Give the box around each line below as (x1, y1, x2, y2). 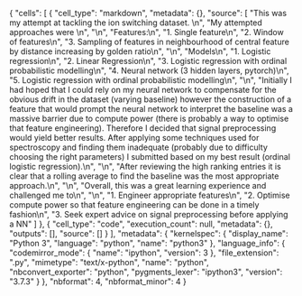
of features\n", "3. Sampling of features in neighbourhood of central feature (9, 36, 290, 47)
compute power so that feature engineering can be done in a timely (9, 199, 260, 210)
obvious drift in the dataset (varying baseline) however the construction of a (9, 94, 292, 105)
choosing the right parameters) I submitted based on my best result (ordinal (9, 152, 291, 162)
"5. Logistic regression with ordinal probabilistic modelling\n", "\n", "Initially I (9, 75, 293, 85)
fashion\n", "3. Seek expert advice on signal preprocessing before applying (9, 209, 288, 219)
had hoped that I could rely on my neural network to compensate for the (9, 85, 277, 95)
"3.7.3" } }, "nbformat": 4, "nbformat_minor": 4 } (9, 276, 187, 287)
